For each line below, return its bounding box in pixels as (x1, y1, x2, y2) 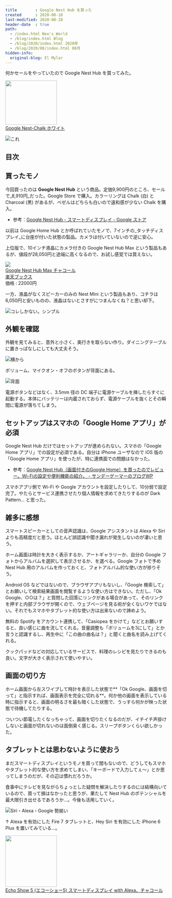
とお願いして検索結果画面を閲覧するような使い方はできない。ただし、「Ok (5, 588, 162, 595)
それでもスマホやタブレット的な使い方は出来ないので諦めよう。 (14, 607, 149, 614)
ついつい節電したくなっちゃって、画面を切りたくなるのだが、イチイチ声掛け (5, 716, 167, 722)
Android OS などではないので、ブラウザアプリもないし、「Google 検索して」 (5, 582, 166, 588)
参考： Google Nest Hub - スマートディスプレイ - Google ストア (12, 216, 147, 222)
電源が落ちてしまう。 (14, 402, 60, 408)
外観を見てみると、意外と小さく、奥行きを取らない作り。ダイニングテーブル (5, 339, 167, 346)
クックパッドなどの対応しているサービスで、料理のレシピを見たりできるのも (5, 648, 167, 655)
